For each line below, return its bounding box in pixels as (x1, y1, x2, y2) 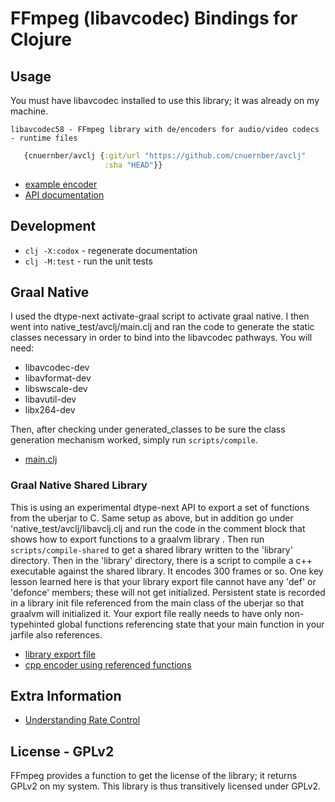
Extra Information (10, 688, 122, 705)
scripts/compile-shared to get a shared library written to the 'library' (10, 543, 293, 556)
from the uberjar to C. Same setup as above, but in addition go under (10, 512, 294, 524)
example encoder (24, 178, 98, 190)
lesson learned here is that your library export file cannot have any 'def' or (10, 575, 317, 587)
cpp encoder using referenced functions (24, 658, 192, 671)
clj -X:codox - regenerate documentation (24, 244, 198, 256)
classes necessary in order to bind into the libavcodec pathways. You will (10, 332, 313, 344)
